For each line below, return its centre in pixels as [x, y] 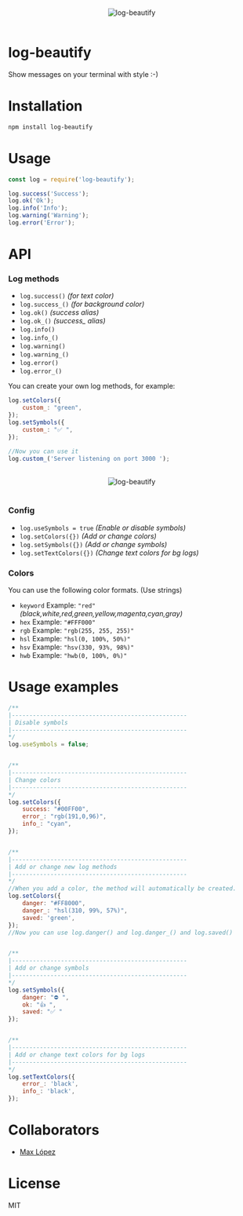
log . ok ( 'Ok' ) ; [31, 201]
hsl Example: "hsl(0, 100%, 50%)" [75, 639]
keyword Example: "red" [57, 605]
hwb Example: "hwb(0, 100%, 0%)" [73, 655]
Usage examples [63, 687]
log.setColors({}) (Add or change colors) [88, 536]
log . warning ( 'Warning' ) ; [49, 216]
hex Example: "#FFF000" [57, 622]
